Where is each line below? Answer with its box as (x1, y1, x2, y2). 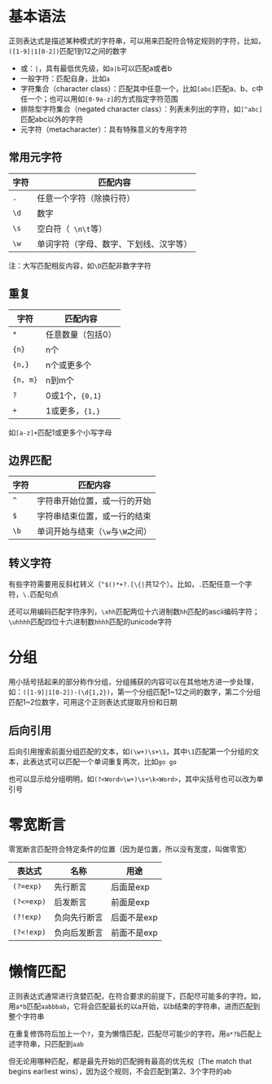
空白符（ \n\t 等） (37, 223, 107, 234)
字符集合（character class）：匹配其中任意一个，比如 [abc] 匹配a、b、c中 (20, 83, 264, 94)
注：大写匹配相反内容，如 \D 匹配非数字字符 (8, 260, 152, 270)
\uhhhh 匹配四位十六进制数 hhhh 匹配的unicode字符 (8, 617, 173, 627)
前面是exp (111, 896, 151, 907)
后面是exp (111, 881, 151, 892)
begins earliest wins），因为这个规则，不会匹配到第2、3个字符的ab (8, 1066, 232, 1076)
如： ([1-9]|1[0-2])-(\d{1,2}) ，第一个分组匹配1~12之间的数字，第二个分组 (8, 687, 261, 697)
